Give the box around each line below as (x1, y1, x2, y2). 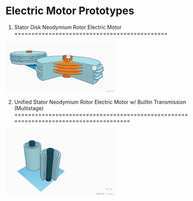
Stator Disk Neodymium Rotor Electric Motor (14, 24, 122, 31)
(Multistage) (14, 105, 44, 112)
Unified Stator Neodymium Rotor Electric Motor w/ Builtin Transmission (14, 98, 187, 106)
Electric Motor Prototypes (5, 4, 135, 18)
